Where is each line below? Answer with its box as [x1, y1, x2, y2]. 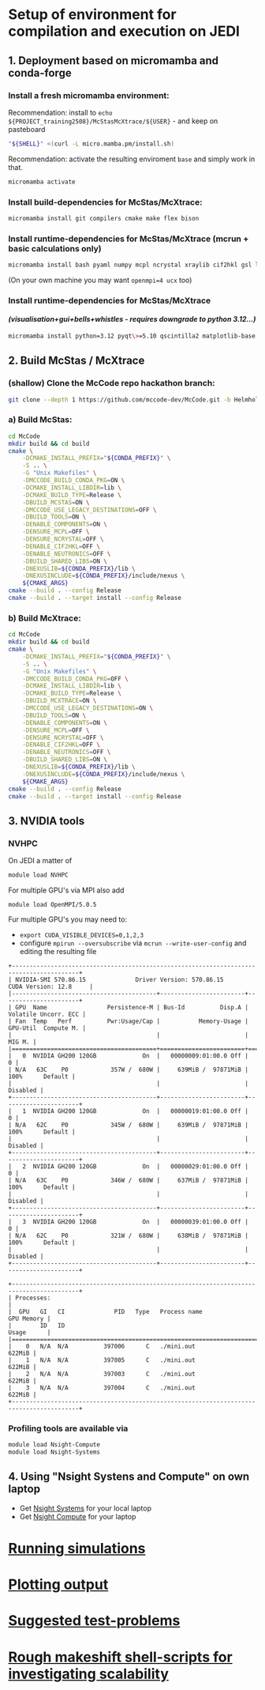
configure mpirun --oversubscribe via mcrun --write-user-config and [19, 938, 247, 948]
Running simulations [8, 1539, 146, 1557]
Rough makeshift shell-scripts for [8, 1648, 233, 1665]
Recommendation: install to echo [8, 108, 113, 117]
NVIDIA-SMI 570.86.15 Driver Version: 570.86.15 [15, 975, 224, 983]
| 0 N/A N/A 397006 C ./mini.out [8, 1342, 196, 1350]
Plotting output [8, 1575, 109, 1594]
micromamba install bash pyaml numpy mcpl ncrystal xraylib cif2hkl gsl [8, 261, 252, 270]
